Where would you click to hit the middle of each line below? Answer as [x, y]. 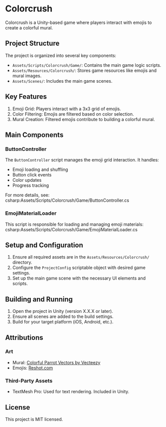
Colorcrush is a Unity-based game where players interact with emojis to [79, 22]
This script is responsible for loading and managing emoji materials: [75, 224]
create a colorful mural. [29, 27]
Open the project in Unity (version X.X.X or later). [63, 311]
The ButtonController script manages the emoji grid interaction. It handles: [82, 160]
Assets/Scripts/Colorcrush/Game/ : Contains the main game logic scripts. [87, 65]
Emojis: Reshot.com [33, 368]
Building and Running [39, 299]
